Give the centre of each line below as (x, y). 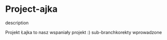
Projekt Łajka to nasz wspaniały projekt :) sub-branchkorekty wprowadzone (83, 32)
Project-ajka (31, 9)
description (17, 23)
